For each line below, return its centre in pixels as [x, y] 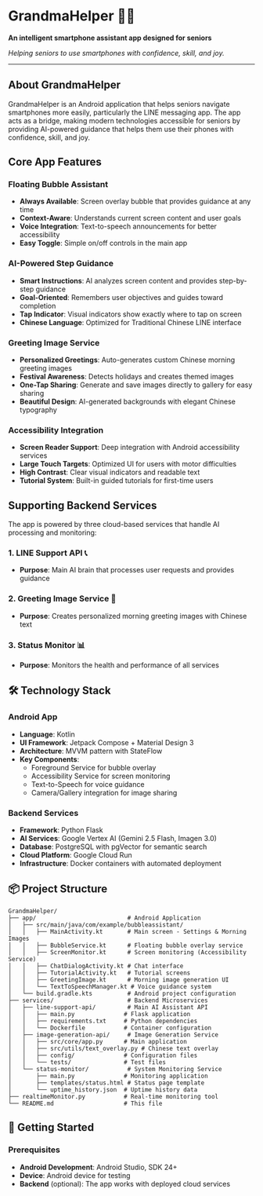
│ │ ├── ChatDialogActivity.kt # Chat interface [96, 966]
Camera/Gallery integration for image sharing [104, 792]
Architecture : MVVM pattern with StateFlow [91, 751]
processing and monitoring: [52, 532]
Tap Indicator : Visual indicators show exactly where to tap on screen [131, 314]
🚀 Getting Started [51, 1127]
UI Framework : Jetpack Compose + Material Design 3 [106, 742]
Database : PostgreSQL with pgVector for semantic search [113, 847]
